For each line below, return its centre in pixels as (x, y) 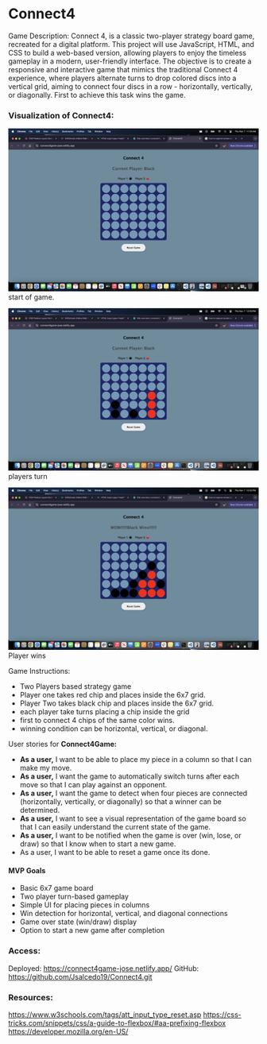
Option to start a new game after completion (92, 930)
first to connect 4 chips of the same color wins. (97, 721)
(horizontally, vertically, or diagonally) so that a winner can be (121, 802)
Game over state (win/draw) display (78, 922)
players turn (28, 476)
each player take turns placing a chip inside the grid (104, 712)
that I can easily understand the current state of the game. (115, 827)
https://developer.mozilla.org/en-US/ (68, 1031)
